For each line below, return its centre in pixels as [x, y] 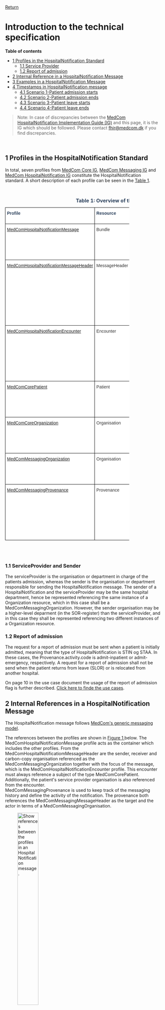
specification [33, 38]
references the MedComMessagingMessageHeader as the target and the [79, 801]
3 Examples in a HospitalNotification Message [59, 81]
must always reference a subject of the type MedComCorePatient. [72, 774]
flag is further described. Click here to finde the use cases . [65, 688]
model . [12, 728]
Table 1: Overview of [101, 201]
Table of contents [23, 51]
